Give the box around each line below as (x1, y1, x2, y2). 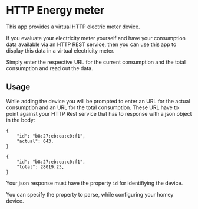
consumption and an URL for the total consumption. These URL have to (6, 104, 179, 111)
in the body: (6, 116, 35, 123)
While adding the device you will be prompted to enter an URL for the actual (6, 97, 190, 105)
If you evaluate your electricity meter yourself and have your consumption (6, 34, 186, 41)
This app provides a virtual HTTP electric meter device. (6, 23, 140, 30)
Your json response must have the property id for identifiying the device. (6, 179, 183, 187)
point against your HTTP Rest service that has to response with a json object (6, 110, 192, 117)
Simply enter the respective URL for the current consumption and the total (6, 58, 186, 66)
